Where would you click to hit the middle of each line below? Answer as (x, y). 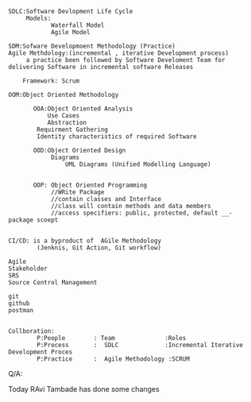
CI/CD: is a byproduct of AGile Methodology (85, 241)
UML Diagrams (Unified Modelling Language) (138, 164)
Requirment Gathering (73, 129)
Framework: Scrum (51, 81)
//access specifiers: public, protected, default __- (141, 213)
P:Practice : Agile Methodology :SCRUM (114, 359)
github (19, 303)
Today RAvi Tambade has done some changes (84, 389)
